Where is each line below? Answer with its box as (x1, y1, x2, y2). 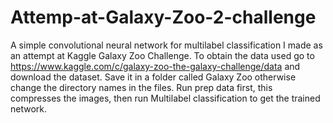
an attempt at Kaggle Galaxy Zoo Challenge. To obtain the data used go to (10, 49, 315, 61)
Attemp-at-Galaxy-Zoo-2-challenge (10, 6, 317, 29)
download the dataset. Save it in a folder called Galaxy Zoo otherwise (10, 71, 297, 83)
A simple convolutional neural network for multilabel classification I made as (10, 39, 323, 51)
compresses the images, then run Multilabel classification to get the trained (10, 92, 321, 104)
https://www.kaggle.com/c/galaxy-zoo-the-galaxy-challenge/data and (10, 60, 301, 72)
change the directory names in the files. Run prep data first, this (10, 81, 273, 93)
